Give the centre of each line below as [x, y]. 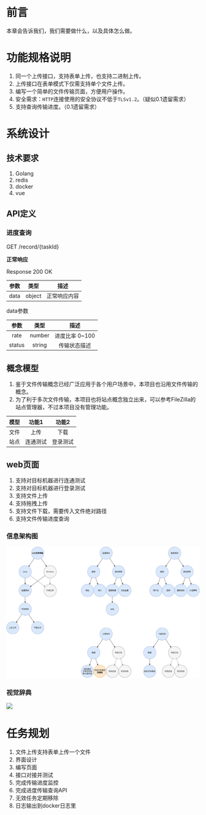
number [40, 336]
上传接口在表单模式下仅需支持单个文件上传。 [72, 83]
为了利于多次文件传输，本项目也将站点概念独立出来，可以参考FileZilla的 [105, 400]
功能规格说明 [39, 58]
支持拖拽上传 [31, 503]
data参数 [17, 311]
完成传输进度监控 [37, 782]
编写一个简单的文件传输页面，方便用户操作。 [72, 91]
